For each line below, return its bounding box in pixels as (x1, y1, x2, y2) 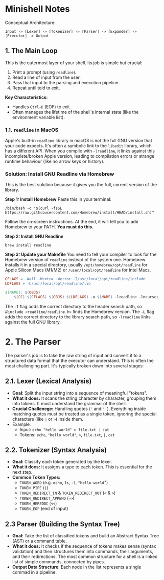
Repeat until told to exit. (12, 85, 60, 91)
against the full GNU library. (5, 319, 61, 325)
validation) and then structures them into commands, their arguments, (12, 549, 153, 555)
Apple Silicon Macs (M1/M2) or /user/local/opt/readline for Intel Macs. (5, 267, 151, 273)
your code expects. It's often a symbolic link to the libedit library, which (5, 143, 152, 149)
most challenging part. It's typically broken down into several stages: (5, 362, 144, 368)
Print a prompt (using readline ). (12, 69, 77, 75)
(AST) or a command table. (12, 538, 67, 544)
